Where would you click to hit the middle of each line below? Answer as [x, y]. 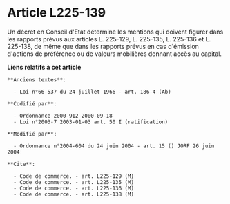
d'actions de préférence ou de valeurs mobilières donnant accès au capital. [115, 54]
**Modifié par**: [32, 134]
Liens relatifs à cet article [44, 67]
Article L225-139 [57, 13]
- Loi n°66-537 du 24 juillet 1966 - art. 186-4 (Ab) [92, 92]
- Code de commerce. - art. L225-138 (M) [74, 194]
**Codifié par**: [32, 104]
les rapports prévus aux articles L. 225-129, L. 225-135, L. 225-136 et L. [109, 39]
